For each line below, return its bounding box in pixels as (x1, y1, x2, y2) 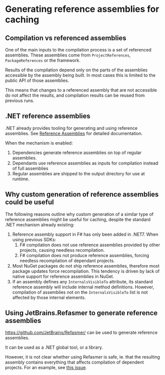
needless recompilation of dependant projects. (19, 258, 115, 264)
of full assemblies (12, 165, 48, 171)
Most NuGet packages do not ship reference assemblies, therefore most (12, 263, 160, 268)
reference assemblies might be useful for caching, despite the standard (5, 216, 151, 222)
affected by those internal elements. (12, 294, 86, 300)
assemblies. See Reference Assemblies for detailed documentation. (5, 130, 143, 136)
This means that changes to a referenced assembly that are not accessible (5, 87, 157, 93)
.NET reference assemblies (5, 112, 90, 120)
